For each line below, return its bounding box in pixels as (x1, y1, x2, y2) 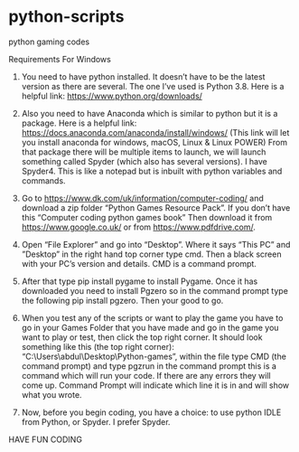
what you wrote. (21, 389, 82, 400)
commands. (21, 174, 66, 186)
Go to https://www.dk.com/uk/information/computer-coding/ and (21, 193, 264, 203)
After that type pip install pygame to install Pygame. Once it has (21, 276, 258, 287)
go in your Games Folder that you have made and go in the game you (21, 322, 279, 333)
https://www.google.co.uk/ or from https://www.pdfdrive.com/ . (21, 221, 257, 232)
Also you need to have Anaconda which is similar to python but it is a (21, 108, 278, 118)
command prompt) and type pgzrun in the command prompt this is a (21, 360, 277, 372)
